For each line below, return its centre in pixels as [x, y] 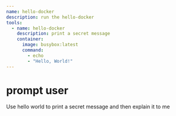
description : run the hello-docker [50, 17]
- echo [36, 56]
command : [33, 50]
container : [30, 39]
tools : [14, 22]
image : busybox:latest [50, 45]
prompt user [37, 90]
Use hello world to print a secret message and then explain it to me [88, 107]
